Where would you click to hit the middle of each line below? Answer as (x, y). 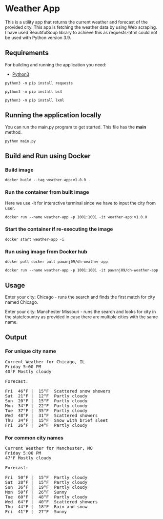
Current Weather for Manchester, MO (49, 448)
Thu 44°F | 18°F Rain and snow (46, 507)
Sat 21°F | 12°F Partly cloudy (46, 396)
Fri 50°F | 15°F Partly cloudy (46, 477)
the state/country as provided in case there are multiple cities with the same (81, 317)
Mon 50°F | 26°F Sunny (36, 492)
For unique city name (31, 351)
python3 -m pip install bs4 (34, 92)
